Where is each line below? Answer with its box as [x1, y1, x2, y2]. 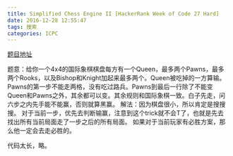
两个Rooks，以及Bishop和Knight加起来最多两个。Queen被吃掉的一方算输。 [7, 74, 226, 82]
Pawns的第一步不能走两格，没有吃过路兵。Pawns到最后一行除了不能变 [7, 82, 213, 91]
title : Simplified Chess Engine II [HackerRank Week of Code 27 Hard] [7, 10, 220, 18]
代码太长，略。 [7, 141, 51, 150]
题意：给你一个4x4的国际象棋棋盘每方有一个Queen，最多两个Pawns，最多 [7, 65, 225, 74]
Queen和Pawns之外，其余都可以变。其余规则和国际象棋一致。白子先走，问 [7, 91, 226, 100]
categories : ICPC [7, 30, 59, 37]
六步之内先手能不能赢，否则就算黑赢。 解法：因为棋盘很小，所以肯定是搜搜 [7, 100, 226, 109]
